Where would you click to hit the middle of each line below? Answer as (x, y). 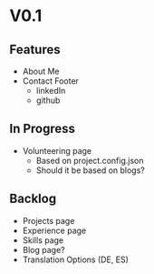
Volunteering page (57, 150)
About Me (41, 71)
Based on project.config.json (90, 160)
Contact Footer (51, 81)
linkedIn (51, 91)
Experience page (54, 230)
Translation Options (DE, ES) (76, 259)
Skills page (43, 240)
